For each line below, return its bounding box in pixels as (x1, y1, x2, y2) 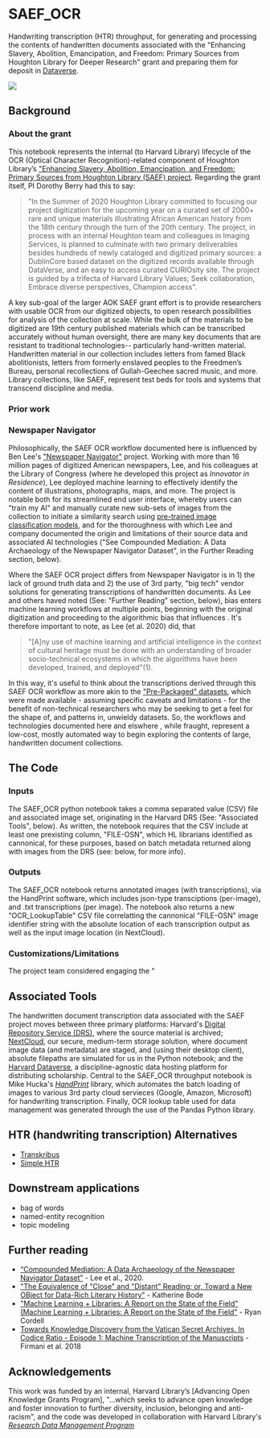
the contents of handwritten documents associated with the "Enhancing (8, 39, 246, 49)
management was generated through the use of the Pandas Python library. (8, 1105, 256, 1114)
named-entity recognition (19, 1211, 104, 1221)
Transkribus (19, 1149, 60, 1159)
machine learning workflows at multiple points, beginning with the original (8, 604, 253, 614)
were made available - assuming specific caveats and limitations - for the (8, 695, 251, 705)
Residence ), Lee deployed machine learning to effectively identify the (8, 477, 239, 487)
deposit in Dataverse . (8, 65, 79, 75)
